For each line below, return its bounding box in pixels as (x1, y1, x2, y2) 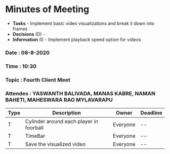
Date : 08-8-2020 (5, 49, 50, 56)
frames (12, 25, 28, 31)
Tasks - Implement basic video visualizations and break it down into (12, 20, 155, 26)
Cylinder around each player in (25, 118, 99, 125)
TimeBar (25, 133, 46, 139)
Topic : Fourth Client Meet (5, 76, 71, 83)
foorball (25, 124, 44, 131)
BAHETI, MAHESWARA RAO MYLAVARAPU (5, 96, 113, 103)
